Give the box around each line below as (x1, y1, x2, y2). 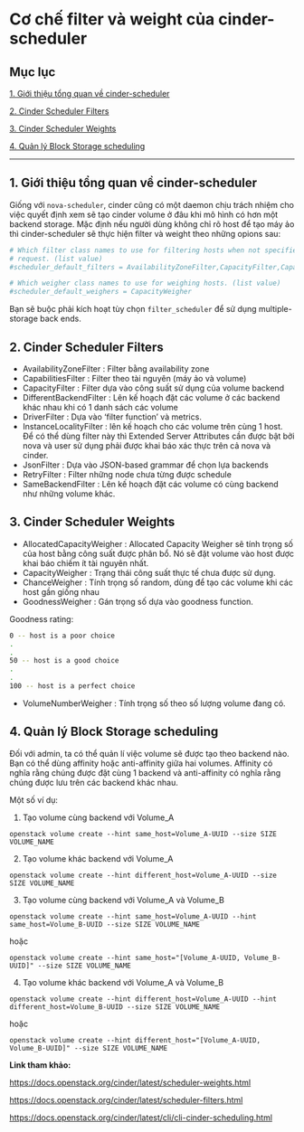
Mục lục (9, 64, 56, 80)
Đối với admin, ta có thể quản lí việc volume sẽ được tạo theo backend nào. (9, 748, 290, 759)
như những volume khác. (22, 488, 116, 499)
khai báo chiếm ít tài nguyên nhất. (22, 557, 149, 569)
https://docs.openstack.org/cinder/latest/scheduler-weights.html (9, 1077, 252, 1088)
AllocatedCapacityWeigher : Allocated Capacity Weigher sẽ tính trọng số (22, 538, 294, 549)
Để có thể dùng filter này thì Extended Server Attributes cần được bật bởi (22, 430, 295, 441)
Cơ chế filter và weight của (9, 9, 215, 30)
